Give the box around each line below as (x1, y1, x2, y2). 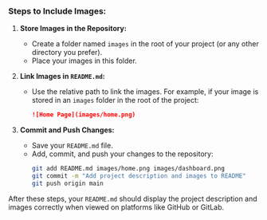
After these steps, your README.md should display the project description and (8, 194, 257, 203)
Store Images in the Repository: (19, 24, 128, 33)
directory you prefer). (31, 48, 103, 57)
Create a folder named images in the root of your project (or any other (31, 39, 259, 49)
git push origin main (31, 179, 104, 187)
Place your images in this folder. (31, 56, 137, 65)
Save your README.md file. (31, 141, 113, 151)
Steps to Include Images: (8, 6, 107, 17)
